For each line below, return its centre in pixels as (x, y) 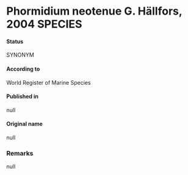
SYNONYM (20, 55)
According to (23, 69)
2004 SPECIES (44, 24)
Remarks (20, 153)
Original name (24, 124)
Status (15, 41)
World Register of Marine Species (49, 82)
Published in (22, 96)
